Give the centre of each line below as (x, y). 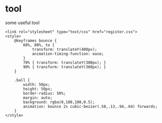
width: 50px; (37, 84)
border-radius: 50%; (44, 93)
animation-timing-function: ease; (68, 54)
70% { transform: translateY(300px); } (65, 63)
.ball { (22, 80)
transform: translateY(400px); (64, 49)
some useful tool (22, 23)
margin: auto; (38, 98)
